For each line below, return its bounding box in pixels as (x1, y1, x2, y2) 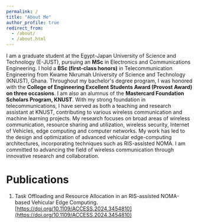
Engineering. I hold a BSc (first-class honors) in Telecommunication (6, 65, 173, 71)
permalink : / (6, 8, 38, 15)
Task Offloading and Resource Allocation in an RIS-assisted (14, 192, 160, 199)
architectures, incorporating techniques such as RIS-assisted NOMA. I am (6, 140, 186, 147)
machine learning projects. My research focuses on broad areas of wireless (6, 115, 190, 121)
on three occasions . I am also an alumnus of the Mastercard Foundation (6, 90, 184, 97)
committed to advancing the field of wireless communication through (6, 146, 174, 153)
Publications (6, 173, 69, 186)
